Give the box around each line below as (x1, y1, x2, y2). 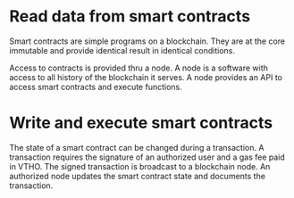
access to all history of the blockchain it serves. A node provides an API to (9, 71, 283, 82)
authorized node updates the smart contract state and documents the (9, 170, 266, 181)
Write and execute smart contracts (9, 113, 273, 133)
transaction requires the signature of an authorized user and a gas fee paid (9, 152, 286, 162)
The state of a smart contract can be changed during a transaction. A (9, 142, 265, 153)
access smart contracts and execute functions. (9, 81, 182, 92)
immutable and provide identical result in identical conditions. (9, 45, 235, 55)
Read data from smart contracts (9, 6, 251, 27)
